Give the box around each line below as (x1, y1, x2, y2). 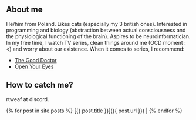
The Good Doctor (14, 56, 57, 64)
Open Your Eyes (14, 63, 54, 70)
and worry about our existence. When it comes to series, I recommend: (12, 45, 185, 52)
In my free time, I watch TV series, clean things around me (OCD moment (6, 39, 183, 46)
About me (6, 5, 43, 15)
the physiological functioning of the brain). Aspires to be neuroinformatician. (6, 32, 191, 40)
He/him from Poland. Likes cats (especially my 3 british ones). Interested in (6, 20, 188, 27)
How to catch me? (6, 80, 73, 90)
